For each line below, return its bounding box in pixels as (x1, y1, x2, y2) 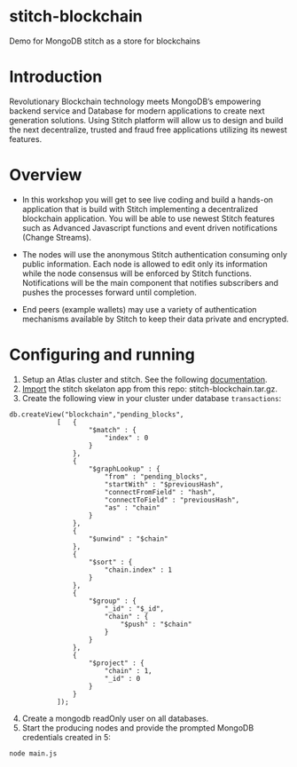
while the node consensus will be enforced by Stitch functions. (21, 268, 253, 279)
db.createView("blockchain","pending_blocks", (9, 410, 184, 419)
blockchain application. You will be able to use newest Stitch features (21, 213, 275, 224)
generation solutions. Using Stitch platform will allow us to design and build (9, 115, 284, 125)
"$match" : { (88, 425, 137, 434)
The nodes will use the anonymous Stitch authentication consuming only (21, 249, 288, 259)
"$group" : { (88, 597, 137, 605)
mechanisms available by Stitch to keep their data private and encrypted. (21, 313, 290, 324)
